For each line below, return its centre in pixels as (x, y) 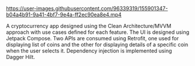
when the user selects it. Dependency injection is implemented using (89, 51)
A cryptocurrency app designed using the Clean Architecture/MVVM (89, 26)
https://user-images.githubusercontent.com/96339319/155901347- (87, 8)
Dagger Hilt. (20, 57)
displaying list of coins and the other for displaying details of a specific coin (97, 44)
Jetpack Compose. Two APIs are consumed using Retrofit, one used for (93, 38)
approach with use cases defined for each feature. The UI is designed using (98, 32)
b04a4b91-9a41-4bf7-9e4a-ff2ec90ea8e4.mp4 (64, 15)
